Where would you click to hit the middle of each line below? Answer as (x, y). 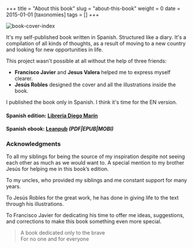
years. (14, 187)
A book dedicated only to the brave (63, 233)
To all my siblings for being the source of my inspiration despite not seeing (96, 156)
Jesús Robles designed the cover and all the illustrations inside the (95, 85)
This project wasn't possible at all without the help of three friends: (87, 61)
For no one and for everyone (55, 239)
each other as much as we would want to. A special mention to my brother (95, 163)
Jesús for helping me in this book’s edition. (57, 169)
